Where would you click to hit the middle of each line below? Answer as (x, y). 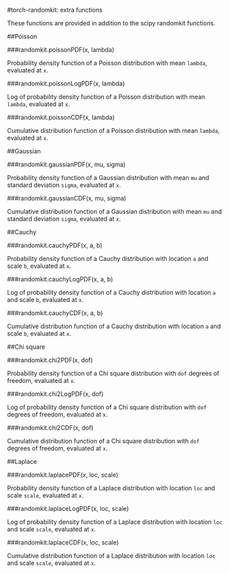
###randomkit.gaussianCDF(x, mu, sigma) (67, 198)
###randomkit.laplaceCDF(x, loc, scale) (63, 542)
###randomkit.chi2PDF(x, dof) (50, 360)
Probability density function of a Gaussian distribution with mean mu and (108, 178)
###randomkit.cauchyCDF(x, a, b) (55, 313)
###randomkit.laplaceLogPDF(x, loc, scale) (68, 509)
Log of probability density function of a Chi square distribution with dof (107, 407)
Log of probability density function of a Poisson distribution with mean (106, 97)
